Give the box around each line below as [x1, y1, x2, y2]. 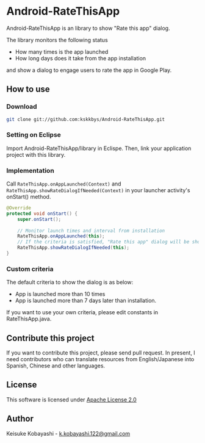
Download [6, 103, 38, 111]
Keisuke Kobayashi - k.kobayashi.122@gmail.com [6, 430, 131, 437]
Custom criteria [6, 264, 54, 273]
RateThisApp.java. [6, 315, 52, 323]
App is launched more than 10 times [15, 290, 106, 298]
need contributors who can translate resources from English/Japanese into [6, 356, 195, 363]
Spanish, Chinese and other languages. [6, 362, 106, 370]
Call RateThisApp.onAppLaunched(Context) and [6, 180, 121, 187]
